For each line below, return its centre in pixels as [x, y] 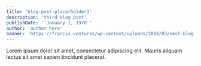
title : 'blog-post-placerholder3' [49, 12]
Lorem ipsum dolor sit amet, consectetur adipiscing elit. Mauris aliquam [94, 51]
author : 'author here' [34, 28]
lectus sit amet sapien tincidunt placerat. [56, 57]
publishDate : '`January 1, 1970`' [49, 23]
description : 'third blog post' [46, 17]
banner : [16, 34]
